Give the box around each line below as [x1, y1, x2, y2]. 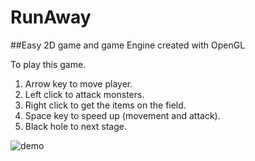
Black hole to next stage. [24, 120, 127, 132]
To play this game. [10, 58, 87, 70]
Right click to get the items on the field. [24, 99, 187, 111]
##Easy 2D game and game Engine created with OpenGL [10, 39, 246, 51]
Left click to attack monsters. [24, 88, 145, 100]
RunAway [10, 6, 92, 29]
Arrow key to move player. [24, 77, 133, 90]
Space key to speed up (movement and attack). [24, 109, 221, 121]
